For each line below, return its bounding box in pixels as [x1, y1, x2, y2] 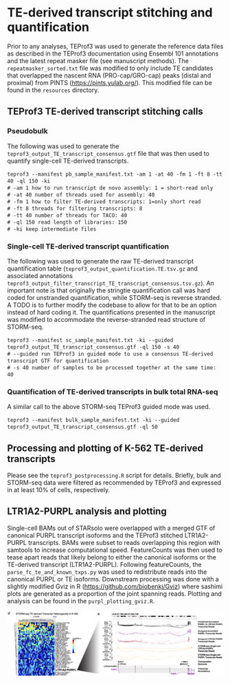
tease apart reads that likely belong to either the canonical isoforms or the [7, 553, 216, 561]
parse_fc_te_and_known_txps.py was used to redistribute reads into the [7, 568, 207, 576]
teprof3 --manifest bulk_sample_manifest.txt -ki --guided [7, 417, 180, 424]
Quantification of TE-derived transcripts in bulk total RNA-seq [7, 386, 218, 396]
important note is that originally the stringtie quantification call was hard [7, 286, 211, 294]
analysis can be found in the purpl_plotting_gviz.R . [7, 597, 155, 605]
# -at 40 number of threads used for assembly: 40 [7, 191, 155, 198]
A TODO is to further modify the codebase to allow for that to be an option [7, 301, 217, 309]
